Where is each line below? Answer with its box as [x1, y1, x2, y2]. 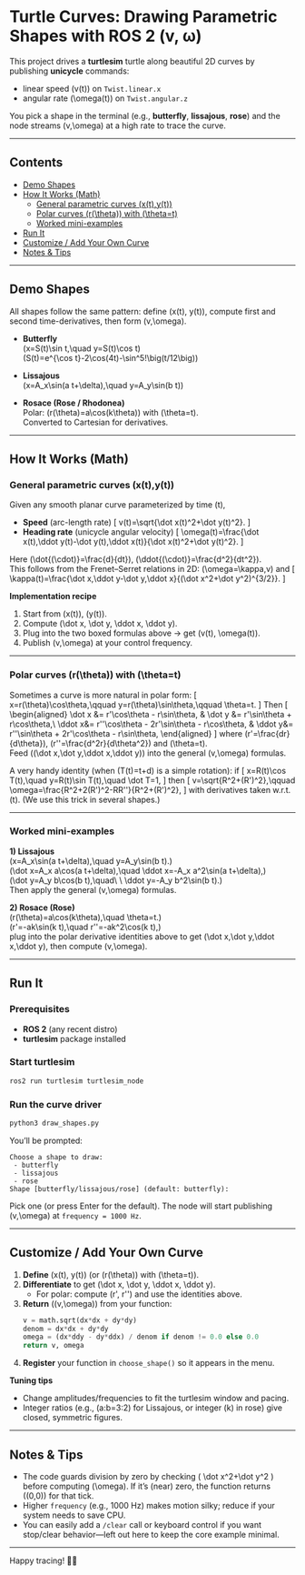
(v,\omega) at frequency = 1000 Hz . [9, 1209, 143, 1220]
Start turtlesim [9, 1056, 75, 1068]
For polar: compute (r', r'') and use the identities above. [35, 1289, 243, 1299]
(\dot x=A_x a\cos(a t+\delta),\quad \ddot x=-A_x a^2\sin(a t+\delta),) [9, 865, 267, 876]
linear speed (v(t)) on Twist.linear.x [22, 83, 162, 94]
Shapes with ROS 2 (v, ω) [9, 25, 202, 46]
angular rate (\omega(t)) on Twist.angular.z [22, 93, 189, 104]
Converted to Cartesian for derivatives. [22, 416, 169, 427]
